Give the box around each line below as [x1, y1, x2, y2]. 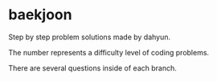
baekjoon [8, 6, 72, 24]
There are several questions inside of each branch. [8, 63, 177, 73]
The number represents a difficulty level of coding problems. [8, 47, 210, 57]
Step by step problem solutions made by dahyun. [8, 32, 171, 42]
